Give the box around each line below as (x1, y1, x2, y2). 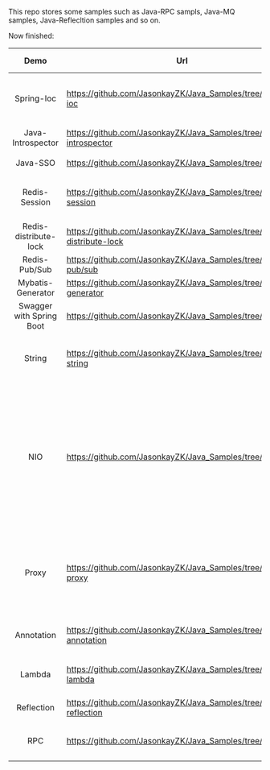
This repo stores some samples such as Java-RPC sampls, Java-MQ (8, 7, 235, 16)
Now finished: (8, 31, 55, 40)
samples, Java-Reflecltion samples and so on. (8, 15, 161, 25)
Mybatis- (17, 277, 54, 288)
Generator (16, 288, 55, 298)
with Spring (14, 310, 58, 321)
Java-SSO (15, 157, 56, 168)
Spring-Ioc (14, 93, 57, 104)
